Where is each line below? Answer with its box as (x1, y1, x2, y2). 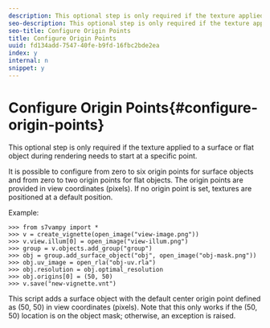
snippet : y (8, 64, 45, 72)
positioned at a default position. (8, 192, 113, 202)
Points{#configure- (125, 98, 259, 117)
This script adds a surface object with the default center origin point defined (8, 293, 261, 303)
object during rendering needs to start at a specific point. (8, 150, 198, 161)
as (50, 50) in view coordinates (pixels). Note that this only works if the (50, (8, 302, 258, 312)
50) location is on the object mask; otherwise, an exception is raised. (8, 310, 236, 320)
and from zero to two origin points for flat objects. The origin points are (8, 174, 243, 185)
